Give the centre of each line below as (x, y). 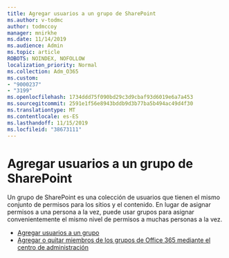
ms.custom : (23, 78)
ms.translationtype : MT (42, 110)
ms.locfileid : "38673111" (44, 129)
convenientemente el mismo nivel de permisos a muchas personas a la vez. (115, 219)
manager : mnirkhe (32, 33)
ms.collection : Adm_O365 (43, 71)
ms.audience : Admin (35, 46)
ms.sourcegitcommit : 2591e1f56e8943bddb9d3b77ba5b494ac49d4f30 (100, 104)
